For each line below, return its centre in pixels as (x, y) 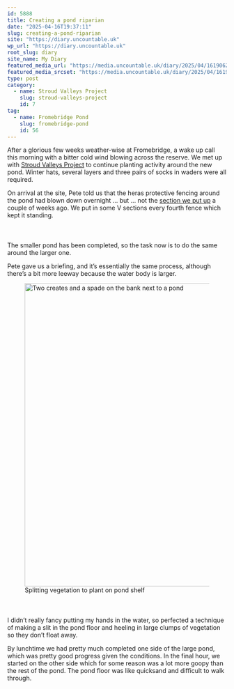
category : (22, 85)
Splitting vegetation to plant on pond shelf (85, 590)
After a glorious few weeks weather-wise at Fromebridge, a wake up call (111, 150)
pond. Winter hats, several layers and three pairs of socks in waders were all (117, 172)
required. (20, 180)
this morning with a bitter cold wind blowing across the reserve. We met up (115, 157)
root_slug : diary (32, 53)
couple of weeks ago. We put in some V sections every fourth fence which (114, 208)
